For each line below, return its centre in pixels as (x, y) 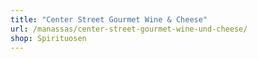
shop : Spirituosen (48, 38)
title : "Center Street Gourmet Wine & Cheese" (109, 19)
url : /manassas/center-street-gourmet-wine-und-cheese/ (129, 29)
